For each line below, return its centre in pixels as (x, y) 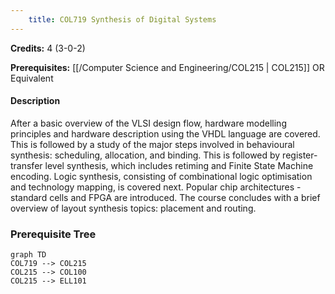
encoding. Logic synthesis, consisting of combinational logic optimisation (161, 176)
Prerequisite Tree (53, 234)
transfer (26, 165)
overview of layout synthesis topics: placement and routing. (133, 208)
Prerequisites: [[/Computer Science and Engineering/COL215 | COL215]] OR (167, 67)
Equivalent (32, 78)
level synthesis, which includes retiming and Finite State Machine (179, 165)
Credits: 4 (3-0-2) (48, 48)
